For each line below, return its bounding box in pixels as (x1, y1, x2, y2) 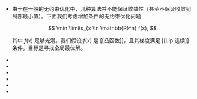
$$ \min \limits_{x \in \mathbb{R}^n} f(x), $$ (47, 24, 157, 32)
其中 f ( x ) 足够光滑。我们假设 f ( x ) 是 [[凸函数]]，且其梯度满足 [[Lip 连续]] (11, 37, 189, 44)
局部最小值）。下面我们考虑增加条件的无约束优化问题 (11, 13, 141, 20)
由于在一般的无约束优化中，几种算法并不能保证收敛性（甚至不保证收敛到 (11, 5, 191, 12)
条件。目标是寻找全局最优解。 (11, 44, 86, 51)
